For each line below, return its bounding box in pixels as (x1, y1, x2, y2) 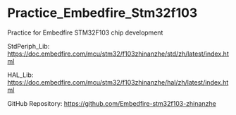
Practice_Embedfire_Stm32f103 (7, 5, 198, 21)
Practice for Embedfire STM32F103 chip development (7, 28, 163, 37)
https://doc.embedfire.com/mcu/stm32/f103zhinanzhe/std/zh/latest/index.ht (7, 49, 229, 58)
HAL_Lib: (7, 71, 34, 79)
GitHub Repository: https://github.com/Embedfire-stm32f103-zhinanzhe (7, 99, 216, 107)
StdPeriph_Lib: (7, 42, 50, 50)
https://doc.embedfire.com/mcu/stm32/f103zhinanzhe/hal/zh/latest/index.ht (7, 78, 229, 86)
